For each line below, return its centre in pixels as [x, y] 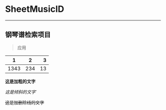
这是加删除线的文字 [25, 102]
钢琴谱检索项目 [28, 35]
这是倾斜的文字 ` [21, 92]
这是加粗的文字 [20, 81]
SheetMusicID [35, 9]
